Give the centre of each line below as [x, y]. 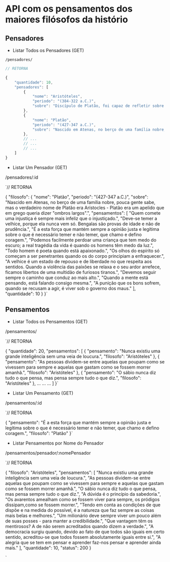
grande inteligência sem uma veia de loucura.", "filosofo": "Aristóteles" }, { [82, 356]
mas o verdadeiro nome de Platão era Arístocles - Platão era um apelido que [85, 208]
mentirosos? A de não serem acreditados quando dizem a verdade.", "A [79, 527]
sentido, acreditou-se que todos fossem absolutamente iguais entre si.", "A [83, 537]
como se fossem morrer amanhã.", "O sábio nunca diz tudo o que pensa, [81, 489]
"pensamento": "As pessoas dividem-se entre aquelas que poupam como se [85, 362]
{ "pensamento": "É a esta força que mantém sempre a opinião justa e [78, 423]
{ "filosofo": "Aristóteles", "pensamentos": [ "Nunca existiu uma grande [79, 473]
